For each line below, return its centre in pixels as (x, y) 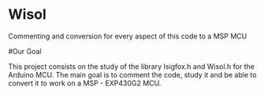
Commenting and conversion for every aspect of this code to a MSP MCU (128, 36)
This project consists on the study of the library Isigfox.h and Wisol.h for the (131, 66)
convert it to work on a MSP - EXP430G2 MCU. (85, 83)
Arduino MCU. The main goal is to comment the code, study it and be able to (132, 74)
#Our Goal (25, 51)
